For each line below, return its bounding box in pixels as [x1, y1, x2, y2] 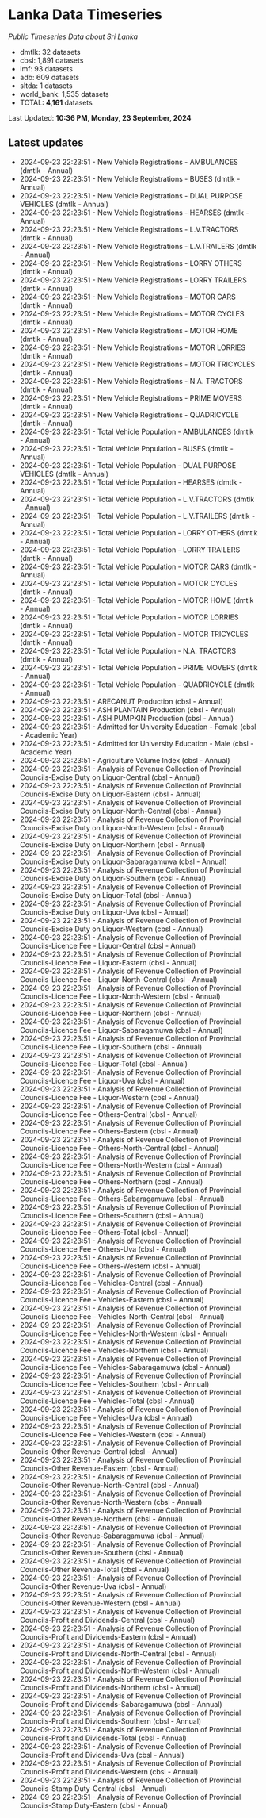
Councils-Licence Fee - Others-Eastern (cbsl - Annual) [19, 1126, 199, 1136]
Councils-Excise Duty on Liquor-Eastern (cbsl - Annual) [19, 789, 201, 799]
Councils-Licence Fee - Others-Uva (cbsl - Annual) [19, 1244, 188, 1254]
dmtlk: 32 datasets [19, 47, 81, 56]
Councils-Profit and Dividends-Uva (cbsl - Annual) [19, 1750, 184, 1759]
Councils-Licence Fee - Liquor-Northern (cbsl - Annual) [19, 1008, 202, 1018]
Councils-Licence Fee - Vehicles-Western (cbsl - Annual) [19, 1429, 207, 1439]
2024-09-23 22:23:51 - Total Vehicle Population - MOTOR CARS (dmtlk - [19, 562, 257, 571]
